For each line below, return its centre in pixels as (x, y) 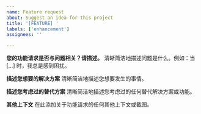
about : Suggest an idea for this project (60, 18)
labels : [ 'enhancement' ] (38, 29)
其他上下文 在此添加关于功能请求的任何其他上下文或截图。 (79, 105)
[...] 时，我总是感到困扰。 (38, 66)
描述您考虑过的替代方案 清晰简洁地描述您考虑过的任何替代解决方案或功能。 (101, 91)
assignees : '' (24, 35)
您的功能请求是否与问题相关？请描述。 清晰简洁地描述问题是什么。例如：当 (101, 58)
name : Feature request (35, 12)
